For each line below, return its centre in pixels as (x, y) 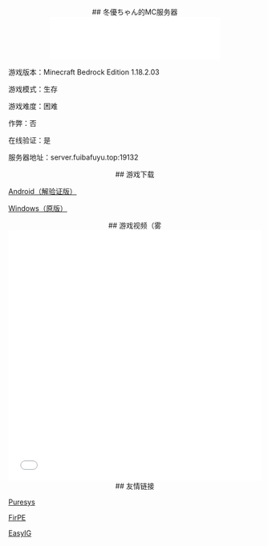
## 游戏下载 (135, 174)
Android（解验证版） (43, 191)
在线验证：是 (29, 140)
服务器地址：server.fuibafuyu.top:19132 (73, 157)
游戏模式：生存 (33, 89)
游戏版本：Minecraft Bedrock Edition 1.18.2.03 (84, 72)
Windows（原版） (38, 208)
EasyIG (20, 533)
